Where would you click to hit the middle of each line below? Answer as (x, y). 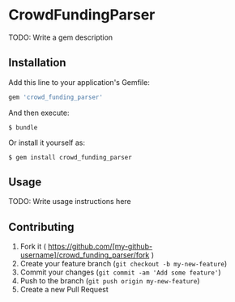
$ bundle (23, 127)
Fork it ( (33, 247)
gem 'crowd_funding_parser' (56, 97)
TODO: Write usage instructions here (70, 202)
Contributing (41, 227)
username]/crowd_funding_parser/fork (85, 255)
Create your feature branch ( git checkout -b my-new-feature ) (124, 264)
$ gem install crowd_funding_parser (70, 157)
